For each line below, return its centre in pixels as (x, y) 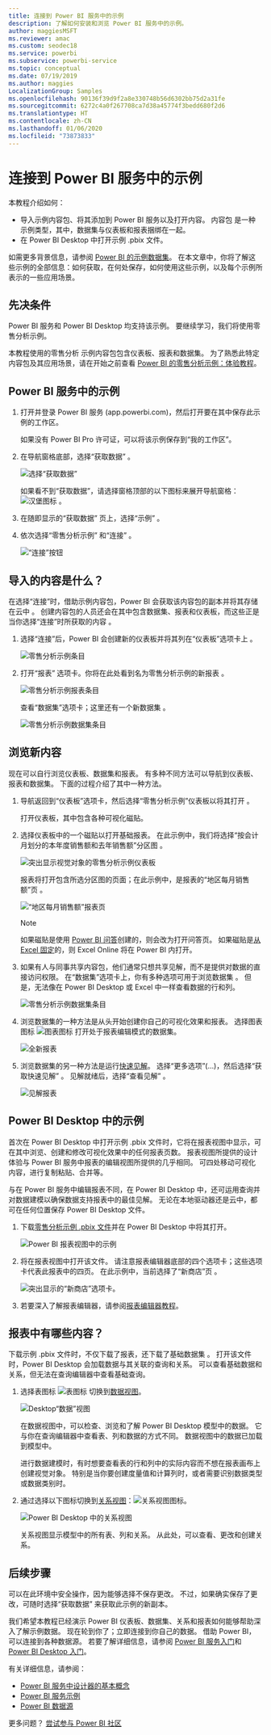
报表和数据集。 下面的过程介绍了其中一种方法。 (87, 783)
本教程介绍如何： (37, 202)
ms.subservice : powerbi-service (63, 61)
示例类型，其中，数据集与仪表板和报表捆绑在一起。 (105, 229)
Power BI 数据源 (47, 1706)
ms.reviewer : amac (39, 38)
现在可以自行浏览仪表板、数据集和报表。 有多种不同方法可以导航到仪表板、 (133, 773)
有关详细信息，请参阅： (47, 1669)
